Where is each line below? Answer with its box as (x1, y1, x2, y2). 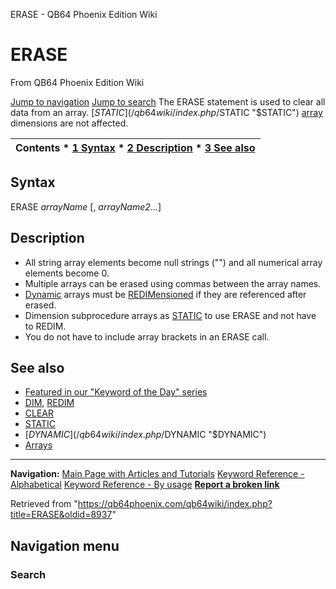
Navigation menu (10, 537, 120, 554)
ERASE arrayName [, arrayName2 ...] (10, 200, 162, 213)
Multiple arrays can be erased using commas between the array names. (24, 277, 322, 289)
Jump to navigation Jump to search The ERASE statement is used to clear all (10, 95, 326, 108)
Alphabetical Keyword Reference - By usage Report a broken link (10, 479, 280, 491)
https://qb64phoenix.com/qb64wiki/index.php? (77, 498, 273, 510)
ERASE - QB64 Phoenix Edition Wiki (10, 9, 158, 20)
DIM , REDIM (24, 397, 75, 409)
